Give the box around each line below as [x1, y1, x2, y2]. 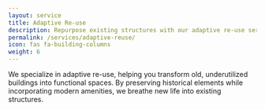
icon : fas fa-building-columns [8, 41, 111, 49]
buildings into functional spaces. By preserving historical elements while [8, 78, 243, 87]
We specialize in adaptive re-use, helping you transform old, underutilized [8, 70, 248, 79]
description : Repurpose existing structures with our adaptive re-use [8, 26, 245, 34]
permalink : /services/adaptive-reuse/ [8, 33, 136, 42]
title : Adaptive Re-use [8, 19, 87, 27]
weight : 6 [8, 48, 41, 56]
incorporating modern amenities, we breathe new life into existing [8, 86, 222, 95]
